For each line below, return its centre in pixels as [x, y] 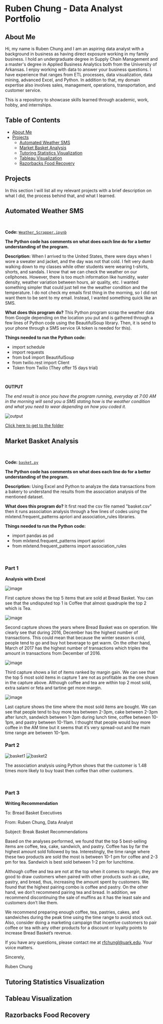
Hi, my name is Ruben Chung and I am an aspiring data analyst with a [74, 49]
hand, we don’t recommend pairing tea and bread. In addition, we [71, 892]
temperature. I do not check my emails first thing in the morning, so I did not [81, 293]
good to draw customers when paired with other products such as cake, [77, 877]
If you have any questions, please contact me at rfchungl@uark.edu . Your [79, 942]
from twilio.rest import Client [41, 363]
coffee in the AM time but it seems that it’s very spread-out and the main [78, 727]
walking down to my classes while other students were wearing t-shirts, [77, 267]
